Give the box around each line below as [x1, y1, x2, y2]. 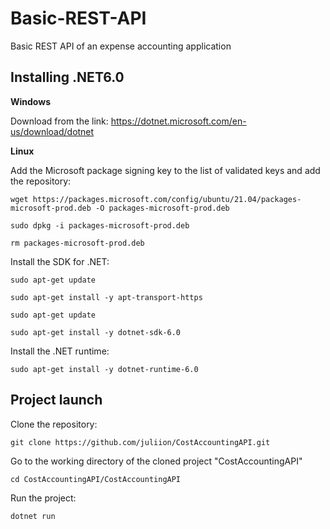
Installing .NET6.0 [10, 69, 125, 86]
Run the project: [10, 492, 77, 504]
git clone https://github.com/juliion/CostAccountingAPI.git [10, 437, 271, 447]
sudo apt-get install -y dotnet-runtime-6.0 [10, 364, 199, 374]
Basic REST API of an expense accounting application [10, 40, 232, 52]
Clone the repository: [10, 418, 98, 430]
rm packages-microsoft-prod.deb [10, 238, 145, 248]
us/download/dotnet [10, 125, 95, 137]
